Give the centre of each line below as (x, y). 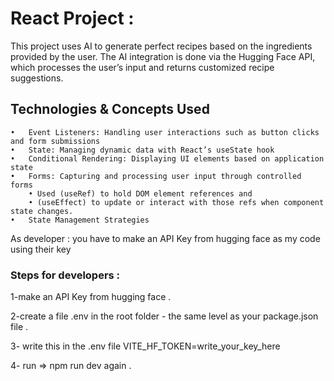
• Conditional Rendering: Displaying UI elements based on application (167, 158)
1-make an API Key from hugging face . (91, 297)
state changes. (42, 211)
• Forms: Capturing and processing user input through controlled (156, 176)
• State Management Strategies (80, 220)
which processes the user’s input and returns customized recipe (142, 67)
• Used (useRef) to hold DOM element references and (140, 193)
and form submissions (55, 141)
